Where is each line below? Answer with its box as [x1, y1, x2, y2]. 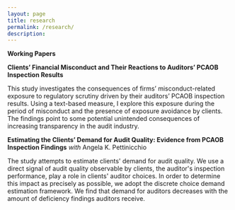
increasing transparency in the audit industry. [7, 122, 139, 131]
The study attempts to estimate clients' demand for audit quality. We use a [7, 157, 224, 165]
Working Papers [7, 49, 56, 58]
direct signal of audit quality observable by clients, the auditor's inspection [7, 164, 225, 173]
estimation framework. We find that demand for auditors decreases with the [7, 187, 229, 195]
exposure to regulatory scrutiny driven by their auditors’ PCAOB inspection [7, 92, 225, 100]
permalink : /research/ [7, 23, 74, 30]
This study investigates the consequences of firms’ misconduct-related [7, 84, 216, 93]
